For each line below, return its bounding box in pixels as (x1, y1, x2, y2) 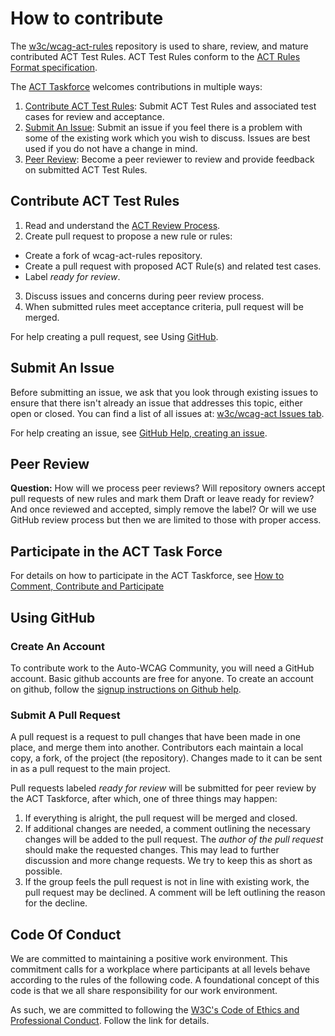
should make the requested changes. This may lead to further (24, 844, 280, 856)
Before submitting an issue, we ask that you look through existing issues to (10, 386, 319, 398)
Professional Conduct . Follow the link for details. (10, 1014, 210, 1026)
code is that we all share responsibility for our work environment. (10, 984, 278, 996)
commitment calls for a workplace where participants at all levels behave (10, 963, 311, 975)
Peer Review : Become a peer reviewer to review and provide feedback (24, 153, 315, 165)
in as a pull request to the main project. (10, 763, 171, 775)
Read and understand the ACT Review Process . (24, 219, 221, 231)
